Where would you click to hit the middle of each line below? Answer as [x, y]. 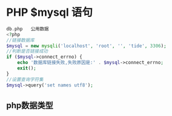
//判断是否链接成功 [27, 51]
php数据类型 [30, 105]
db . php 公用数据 [28, 29]
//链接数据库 [20, 40]
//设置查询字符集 [25, 79]
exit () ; [27, 68]
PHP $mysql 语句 [49, 12]
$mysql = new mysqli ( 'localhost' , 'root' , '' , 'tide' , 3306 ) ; [86, 46]
